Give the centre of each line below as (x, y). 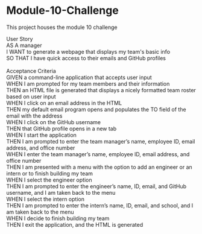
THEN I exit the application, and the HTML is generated (75, 224)
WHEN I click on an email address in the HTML (64, 103)
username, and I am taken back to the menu (61, 192)
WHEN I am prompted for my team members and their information (88, 84)
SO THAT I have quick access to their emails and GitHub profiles (86, 58)
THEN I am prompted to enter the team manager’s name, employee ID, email (101, 141)
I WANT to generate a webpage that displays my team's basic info (88, 51)
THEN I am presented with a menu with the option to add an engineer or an (99, 167)
